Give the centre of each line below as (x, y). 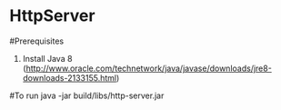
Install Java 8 (47, 58)
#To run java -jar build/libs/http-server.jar (87, 95)
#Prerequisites (37, 41)
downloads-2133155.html (69, 77)
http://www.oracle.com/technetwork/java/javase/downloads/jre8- (149, 68)
